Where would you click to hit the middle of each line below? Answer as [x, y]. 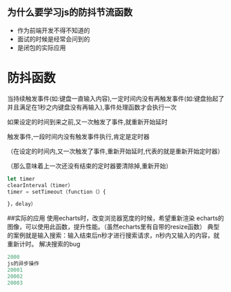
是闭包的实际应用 [41, 48]
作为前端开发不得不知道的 [53, 30]
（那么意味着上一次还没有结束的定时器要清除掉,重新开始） [90, 166]
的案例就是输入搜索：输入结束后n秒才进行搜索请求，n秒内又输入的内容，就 [113, 235]
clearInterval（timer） [40, 185]
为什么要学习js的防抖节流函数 [70, 12]
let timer [21, 179]
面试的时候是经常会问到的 [53, 39]
